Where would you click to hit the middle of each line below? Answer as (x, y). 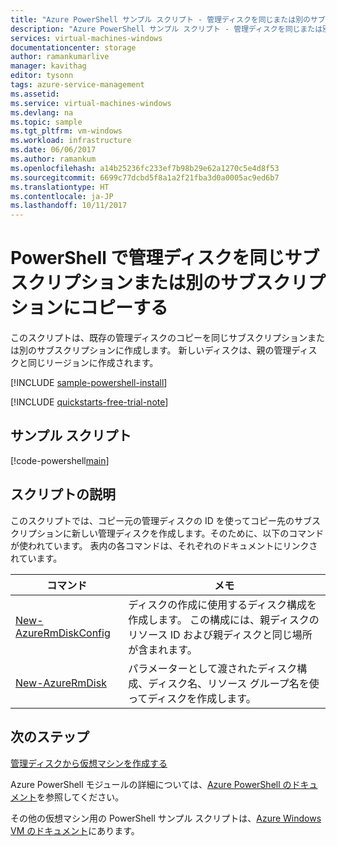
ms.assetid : (35, 94)
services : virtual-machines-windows (86, 38)
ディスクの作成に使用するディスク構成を (223, 604)
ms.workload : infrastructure (71, 141)
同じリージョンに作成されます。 (93, 363)
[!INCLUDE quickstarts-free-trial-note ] (89, 402)
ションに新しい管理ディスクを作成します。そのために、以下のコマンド (180, 533)
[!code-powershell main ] (60, 460)
